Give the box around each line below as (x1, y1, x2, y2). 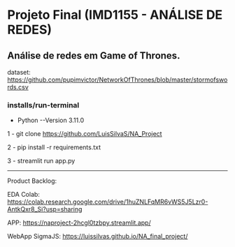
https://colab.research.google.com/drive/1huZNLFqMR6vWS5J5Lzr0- (7, 197, 208, 206)
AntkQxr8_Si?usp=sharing (7, 205, 83, 214)
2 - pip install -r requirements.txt (7, 143, 101, 151)
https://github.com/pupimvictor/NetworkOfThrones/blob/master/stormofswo (7, 75, 228, 84)
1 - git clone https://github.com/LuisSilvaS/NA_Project (7, 130, 162, 138)
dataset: (7, 68, 31, 76)
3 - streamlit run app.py (7, 157, 76, 165)
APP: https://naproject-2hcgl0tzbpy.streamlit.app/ (7, 218, 152, 227)
